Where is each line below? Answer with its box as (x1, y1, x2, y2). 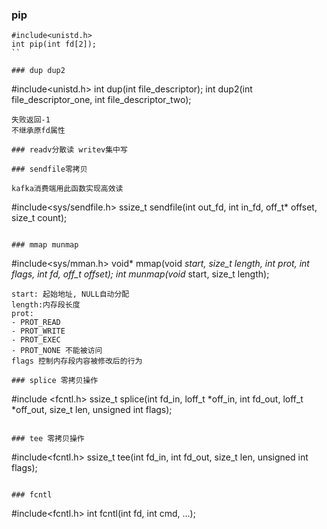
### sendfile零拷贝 (11, 164, 88, 175)
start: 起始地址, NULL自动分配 (11, 289, 130, 300)
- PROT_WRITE (11, 326, 66, 337)
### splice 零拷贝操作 (11, 376, 99, 386)
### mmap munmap (11, 240, 79, 250)
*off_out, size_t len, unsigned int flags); (11, 404, 173, 416)
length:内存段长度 (11, 300, 81, 310)
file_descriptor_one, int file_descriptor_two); (11, 94, 192, 106)
